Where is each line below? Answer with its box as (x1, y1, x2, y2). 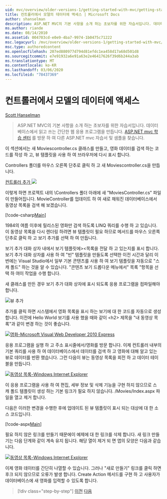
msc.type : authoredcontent (5, 44, 61, 49)
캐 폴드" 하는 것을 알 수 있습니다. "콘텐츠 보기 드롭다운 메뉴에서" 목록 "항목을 (5, 264, 154, 270)
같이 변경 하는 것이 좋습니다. (16, 321, 71, 327)
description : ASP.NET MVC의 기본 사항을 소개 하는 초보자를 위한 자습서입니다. (5, 21, 152, 26)
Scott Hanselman (5, 112, 41, 118)
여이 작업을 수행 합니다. (15, 270, 61, 276)
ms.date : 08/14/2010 (5, 30, 48, 35)
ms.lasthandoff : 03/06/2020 (5, 68, 64, 73)
